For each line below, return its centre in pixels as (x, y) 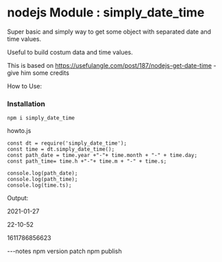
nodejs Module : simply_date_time (106, 13)
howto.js (19, 131)
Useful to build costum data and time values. (70, 52)
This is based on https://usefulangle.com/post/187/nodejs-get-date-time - (112, 65)
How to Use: (25, 86)
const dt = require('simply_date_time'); (67, 143)
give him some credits (38, 73)
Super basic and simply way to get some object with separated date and (109, 32)
